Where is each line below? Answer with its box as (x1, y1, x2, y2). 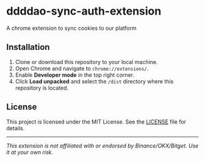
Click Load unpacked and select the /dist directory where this (15, 77, 174, 85)
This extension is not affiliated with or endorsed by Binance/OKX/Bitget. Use (6, 142, 199, 149)
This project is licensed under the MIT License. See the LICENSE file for (6, 118, 187, 125)
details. (6, 124, 25, 132)
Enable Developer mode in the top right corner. (15, 71, 134, 79)
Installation (6, 42, 50, 52)
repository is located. (15, 84, 69, 91)
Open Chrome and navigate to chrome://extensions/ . (15, 65, 149, 72)
